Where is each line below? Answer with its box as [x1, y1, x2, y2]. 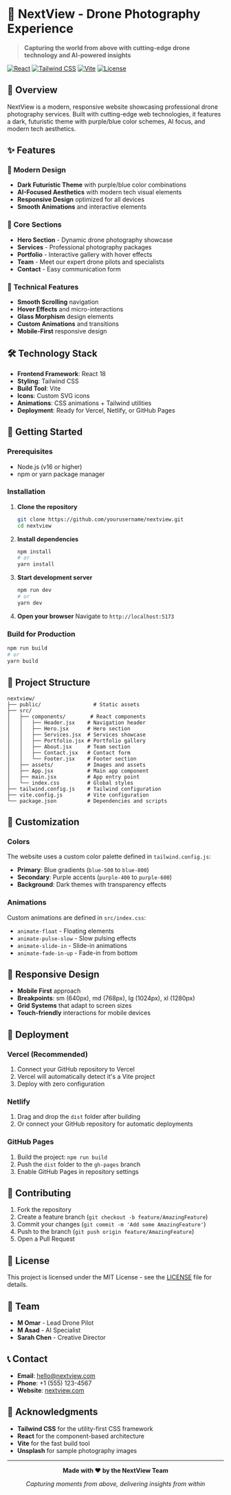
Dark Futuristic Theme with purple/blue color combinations [16, 181, 187, 189]
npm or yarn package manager [16, 470, 105, 478]
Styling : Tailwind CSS [16, 377, 79, 385]
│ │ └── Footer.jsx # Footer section [7, 755, 137, 762]
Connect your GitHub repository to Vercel [16, 1065, 135, 1073]
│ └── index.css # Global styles [7, 779, 134, 786]
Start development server [16, 573, 93, 581]
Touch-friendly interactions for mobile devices [16, 1009, 151, 1017]
